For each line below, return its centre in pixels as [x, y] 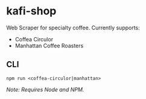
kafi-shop [31, 11]
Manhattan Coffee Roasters [49, 46]
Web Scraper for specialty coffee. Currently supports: [73, 28]
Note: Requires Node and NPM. [45, 89]
